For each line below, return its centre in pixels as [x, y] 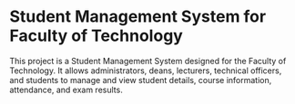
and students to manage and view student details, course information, [141, 80]
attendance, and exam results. [66, 90]
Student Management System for [138, 17]
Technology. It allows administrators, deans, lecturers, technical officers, [146, 71]
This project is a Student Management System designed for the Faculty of [148, 61]
